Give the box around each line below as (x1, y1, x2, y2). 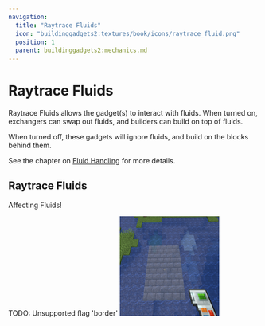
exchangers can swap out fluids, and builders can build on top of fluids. (8, 116, 244, 127)
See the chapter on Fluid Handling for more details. (8, 156, 176, 166)
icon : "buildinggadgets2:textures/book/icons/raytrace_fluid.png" (15, 29, 240, 37)
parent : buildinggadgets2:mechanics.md (15, 46, 148, 55)
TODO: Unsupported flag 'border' (8, 308, 118, 318)
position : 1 (15, 38, 56, 46)
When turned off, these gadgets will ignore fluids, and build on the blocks (8, 132, 249, 142)
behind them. (8, 140, 52, 151)
